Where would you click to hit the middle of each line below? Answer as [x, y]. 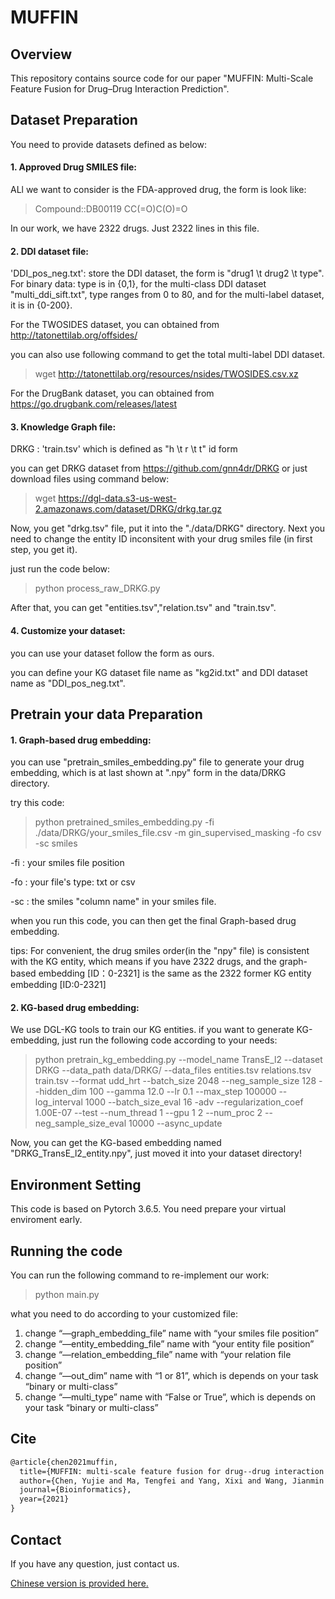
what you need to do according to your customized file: [124, 1314]
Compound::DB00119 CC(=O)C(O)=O [111, 209]
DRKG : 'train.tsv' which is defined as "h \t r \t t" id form [124, 449]
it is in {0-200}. [41, 305]
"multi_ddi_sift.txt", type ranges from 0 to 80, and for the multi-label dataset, [167, 295]
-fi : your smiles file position [67, 863]
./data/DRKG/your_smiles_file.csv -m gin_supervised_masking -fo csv [178, 833]
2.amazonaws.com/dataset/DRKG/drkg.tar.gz [128, 509]
